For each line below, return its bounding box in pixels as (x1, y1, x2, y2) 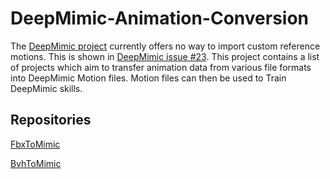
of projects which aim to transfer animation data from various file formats (10, 61, 312, 73)
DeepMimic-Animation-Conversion (10, 7, 310, 30)
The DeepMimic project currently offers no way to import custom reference (10, 40, 321, 52)
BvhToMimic (10, 157, 62, 169)
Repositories (10, 112, 92, 129)
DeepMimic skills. (10, 82, 83, 94)
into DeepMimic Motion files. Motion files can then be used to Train (10, 72, 287, 84)
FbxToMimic (10, 138, 61, 150)
